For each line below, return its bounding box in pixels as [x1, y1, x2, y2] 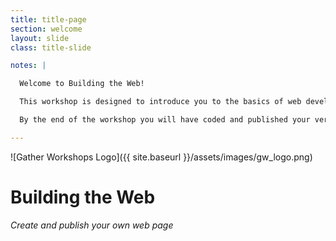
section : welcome [10, 24, 83, 34]
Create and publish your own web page [10, 219, 174, 231]
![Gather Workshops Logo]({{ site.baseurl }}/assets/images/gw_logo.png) [10, 151, 313, 163]
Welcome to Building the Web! [19, 79, 145, 89]
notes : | [10, 61, 47, 71]
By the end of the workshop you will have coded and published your [19, 115, 311, 125]
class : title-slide [10, 42, 92, 53]
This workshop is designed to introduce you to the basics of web [19, 97, 302, 107]
